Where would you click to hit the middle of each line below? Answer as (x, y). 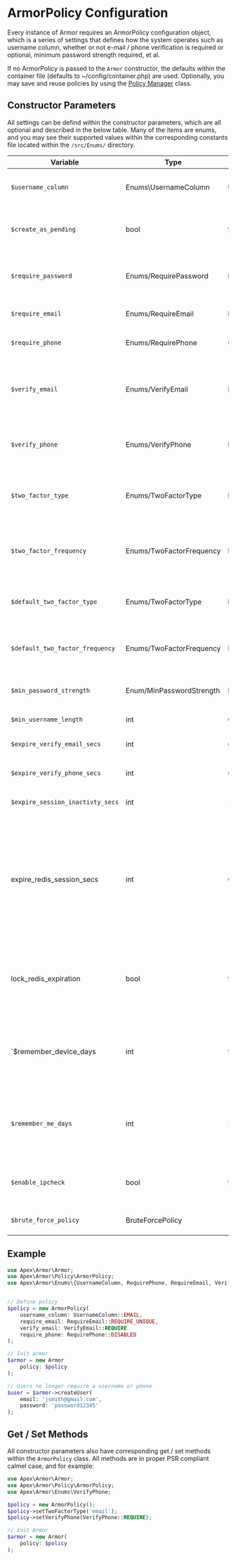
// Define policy (33, 1302)
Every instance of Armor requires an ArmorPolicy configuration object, (109, 32)
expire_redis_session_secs (55, 879)
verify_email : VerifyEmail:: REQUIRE (74, 1328)
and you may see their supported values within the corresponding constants (118, 137)
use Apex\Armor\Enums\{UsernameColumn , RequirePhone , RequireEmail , (110, 1283)
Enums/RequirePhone (161, 342)
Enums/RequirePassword (167, 275)
